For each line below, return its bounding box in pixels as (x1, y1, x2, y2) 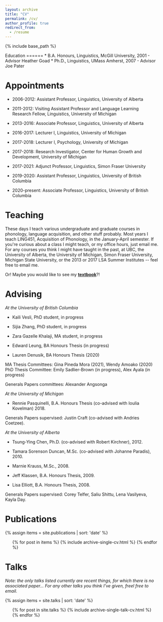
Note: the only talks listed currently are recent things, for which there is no (5, 578, 154, 583)
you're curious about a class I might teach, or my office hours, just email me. (5, 241, 159, 247)
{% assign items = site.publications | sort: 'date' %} (5, 530, 108, 536)
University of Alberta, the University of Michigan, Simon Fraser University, (5, 252, 153, 258)
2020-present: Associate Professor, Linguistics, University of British (12, 187, 148, 193)
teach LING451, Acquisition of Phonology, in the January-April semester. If (5, 236, 154, 242)
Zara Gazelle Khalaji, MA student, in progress (12, 333, 103, 339)
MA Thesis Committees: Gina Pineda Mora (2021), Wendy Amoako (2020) (5, 361, 153, 367)
